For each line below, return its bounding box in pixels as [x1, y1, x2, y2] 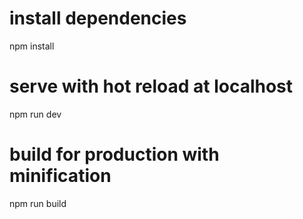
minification [9, 165, 112, 187]
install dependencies [9, 7, 187, 30]
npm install [9, 40, 55, 52]
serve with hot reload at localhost [9, 75, 294, 98]
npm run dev [9, 108, 62, 120]
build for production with [9, 143, 220, 166]
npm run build [9, 197, 67, 209]
